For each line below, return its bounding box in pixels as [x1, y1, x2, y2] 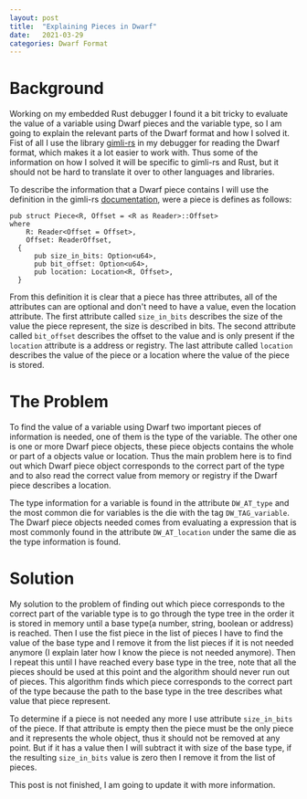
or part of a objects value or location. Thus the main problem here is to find [9, 451, 292, 462]
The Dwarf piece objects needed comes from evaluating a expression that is [9, 517, 297, 528]
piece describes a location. [9, 480, 111, 491]
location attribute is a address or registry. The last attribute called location [9, 340, 293, 352]
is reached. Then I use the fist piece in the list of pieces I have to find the [9, 627, 283, 639]
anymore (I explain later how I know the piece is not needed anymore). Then [9, 647, 296, 658]
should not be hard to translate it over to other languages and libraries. [9, 166, 275, 178]
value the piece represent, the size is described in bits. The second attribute [9, 321, 296, 331]
